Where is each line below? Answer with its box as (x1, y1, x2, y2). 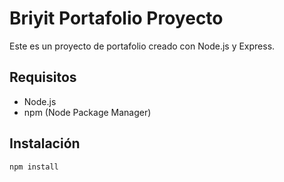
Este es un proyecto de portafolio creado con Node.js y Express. (9, 40, 276, 52)
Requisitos (9, 69, 77, 86)
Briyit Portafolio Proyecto (9, 7, 224, 30)
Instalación (9, 135, 81, 152)
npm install (9, 162, 59, 172)
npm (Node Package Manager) (23, 106, 152, 118)
